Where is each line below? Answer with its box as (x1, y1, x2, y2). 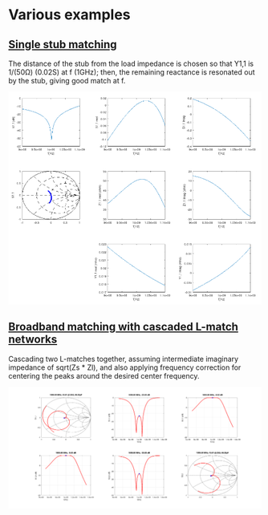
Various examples (8, 6, 131, 24)
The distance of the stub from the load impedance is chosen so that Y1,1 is (8, 59, 254, 68)
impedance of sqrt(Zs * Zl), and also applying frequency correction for (8, 363, 242, 372)
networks (8, 333, 58, 347)
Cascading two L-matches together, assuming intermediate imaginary (8, 354, 239, 363)
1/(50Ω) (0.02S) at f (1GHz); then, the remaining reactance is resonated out (8, 67, 255, 77)
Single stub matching (8, 38, 117, 51)
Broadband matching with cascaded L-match (8, 320, 239, 334)
